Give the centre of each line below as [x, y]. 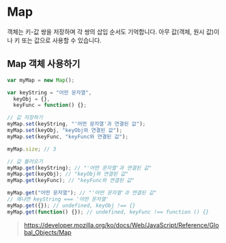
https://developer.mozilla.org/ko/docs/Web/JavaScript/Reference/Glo [122, 225]
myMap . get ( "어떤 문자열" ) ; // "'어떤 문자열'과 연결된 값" [82, 193]
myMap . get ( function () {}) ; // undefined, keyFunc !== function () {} [108, 212]
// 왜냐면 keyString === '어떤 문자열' [58, 199]
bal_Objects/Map [47, 232]
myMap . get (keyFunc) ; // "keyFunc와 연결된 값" [71, 181]
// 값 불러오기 [25, 162]
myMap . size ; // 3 [32, 149]
